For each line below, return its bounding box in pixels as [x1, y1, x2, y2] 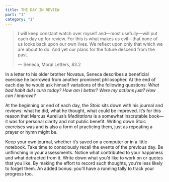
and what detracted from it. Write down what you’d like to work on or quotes [5, 155, 163, 161]
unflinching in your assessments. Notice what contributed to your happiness [5, 149, 163, 156]
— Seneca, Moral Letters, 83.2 [17, 61, 81, 68]
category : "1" [5, 17, 35, 22]
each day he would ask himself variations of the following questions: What [5, 82, 159, 88]
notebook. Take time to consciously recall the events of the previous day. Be [5, 144, 163, 150]
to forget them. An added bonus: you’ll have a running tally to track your [5, 165, 154, 171]
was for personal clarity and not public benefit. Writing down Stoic [9, 119, 146, 125]
